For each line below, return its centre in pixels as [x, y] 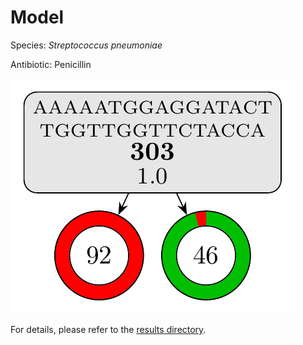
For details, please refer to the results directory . [108, 329]
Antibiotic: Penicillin [51, 64]
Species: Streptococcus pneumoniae [86, 45]
